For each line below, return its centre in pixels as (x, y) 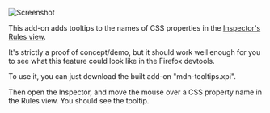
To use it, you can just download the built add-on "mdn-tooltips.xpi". (122, 76)
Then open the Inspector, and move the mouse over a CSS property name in (135, 92)
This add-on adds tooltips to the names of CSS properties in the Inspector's (135, 28)
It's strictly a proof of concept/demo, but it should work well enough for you (135, 52)
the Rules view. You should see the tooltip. (79, 100)
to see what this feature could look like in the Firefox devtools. (112, 61)
